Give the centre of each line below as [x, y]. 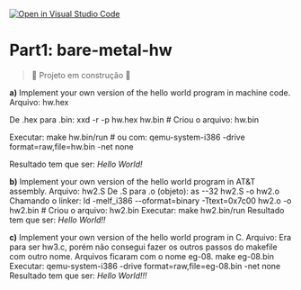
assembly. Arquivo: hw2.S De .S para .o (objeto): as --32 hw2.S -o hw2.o [145, 191]
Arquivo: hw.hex [39, 102]
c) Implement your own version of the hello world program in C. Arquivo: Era [150, 237]
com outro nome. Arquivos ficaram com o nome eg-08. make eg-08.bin [142, 256]
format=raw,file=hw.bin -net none [71, 146]
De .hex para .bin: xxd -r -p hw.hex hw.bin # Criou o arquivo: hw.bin [134, 119]
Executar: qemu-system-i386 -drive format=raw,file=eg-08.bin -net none [145, 266]
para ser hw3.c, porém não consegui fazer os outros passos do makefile [143, 247]
